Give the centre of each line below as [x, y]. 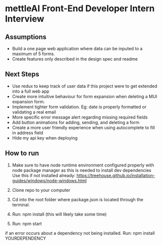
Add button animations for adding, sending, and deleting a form [76, 122]
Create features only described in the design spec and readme [75, 59]
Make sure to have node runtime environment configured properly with [83, 165]
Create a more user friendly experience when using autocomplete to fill [83, 127]
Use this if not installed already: [44, 175]
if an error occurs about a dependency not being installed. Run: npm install [80, 233]
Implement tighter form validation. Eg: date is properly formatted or [79, 107]
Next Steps [22, 74]
